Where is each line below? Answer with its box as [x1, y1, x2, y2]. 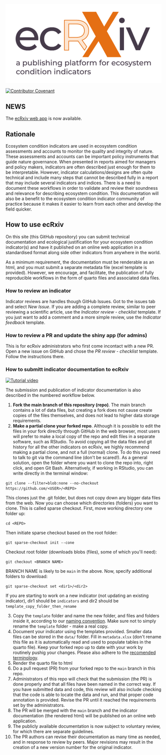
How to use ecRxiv [5, 220, 64, 229]
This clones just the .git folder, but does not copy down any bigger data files [5, 494, 161, 500]
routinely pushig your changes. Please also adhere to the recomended [12, 649, 156, 655]
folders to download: [5, 573, 48, 579]
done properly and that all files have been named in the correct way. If [12, 681, 156, 687]
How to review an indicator [5, 287, 71, 294]
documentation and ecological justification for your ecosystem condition [5, 239, 153, 245]
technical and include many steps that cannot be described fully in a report [5, 175, 159, 181]
